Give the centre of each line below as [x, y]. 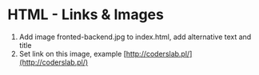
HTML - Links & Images [86, 15]
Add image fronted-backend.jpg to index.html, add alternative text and [135, 37]
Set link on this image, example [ [73, 53]
